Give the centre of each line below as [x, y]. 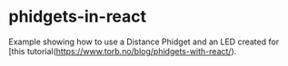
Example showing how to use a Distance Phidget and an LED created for [144, 42]
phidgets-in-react [78, 17]
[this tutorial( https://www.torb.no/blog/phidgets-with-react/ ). [123, 51]
